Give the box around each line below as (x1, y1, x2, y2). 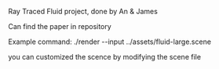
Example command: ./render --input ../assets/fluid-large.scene (8, 37, 212, 46)
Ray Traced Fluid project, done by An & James (8, 7, 159, 16)
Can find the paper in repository (8, 22, 111, 31)
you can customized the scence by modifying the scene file (8, 53, 202, 61)
